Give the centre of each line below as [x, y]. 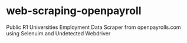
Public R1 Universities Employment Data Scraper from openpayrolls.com [93, 27]
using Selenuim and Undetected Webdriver [58, 33]
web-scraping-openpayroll [74, 11]
